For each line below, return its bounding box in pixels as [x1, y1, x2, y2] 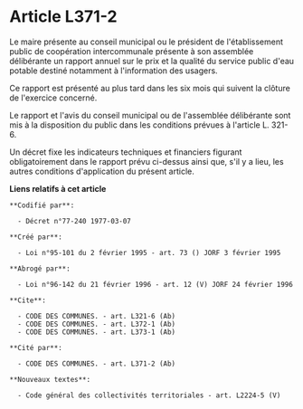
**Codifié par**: [9, 201, 75, 210]
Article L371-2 [9, 6, 118, 27]
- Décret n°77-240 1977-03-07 [17, 216, 131, 225]
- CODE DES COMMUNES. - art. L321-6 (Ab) [17, 311, 176, 320]
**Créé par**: [9, 233, 63, 242]
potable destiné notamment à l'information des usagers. [9, 65, 219, 76]
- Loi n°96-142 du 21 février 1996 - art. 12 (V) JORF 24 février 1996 [17, 280, 294, 289]
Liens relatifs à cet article [9, 183, 107, 194]
